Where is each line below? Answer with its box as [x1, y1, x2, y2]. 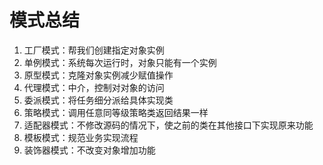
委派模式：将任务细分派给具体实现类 [23, 94, 174, 106]
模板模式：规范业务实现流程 [23, 131, 139, 143]
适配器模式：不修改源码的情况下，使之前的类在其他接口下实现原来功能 [23, 119, 314, 131]
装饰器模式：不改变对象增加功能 [23, 144, 156, 156]
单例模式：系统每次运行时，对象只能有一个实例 [23, 56, 217, 68]
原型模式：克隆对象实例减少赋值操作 [23, 69, 174, 81]
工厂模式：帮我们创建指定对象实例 [23, 44, 165, 56]
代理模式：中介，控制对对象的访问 [23, 81, 165, 93]
